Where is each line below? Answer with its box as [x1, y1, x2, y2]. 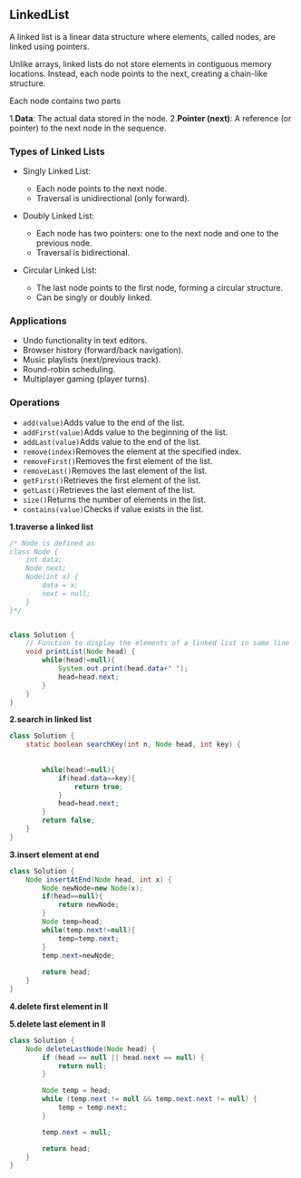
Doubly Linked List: [22, 210, 95, 221]
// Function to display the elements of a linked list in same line [25, 639, 290, 648]
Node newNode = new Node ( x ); [42, 883, 144, 893]
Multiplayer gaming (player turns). [22, 373, 150, 384]
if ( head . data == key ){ [57, 774, 136, 783]
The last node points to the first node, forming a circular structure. [35, 283, 284, 294]
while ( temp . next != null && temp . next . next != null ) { [42, 1095, 257, 1104]
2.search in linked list [9, 714, 92, 725]
